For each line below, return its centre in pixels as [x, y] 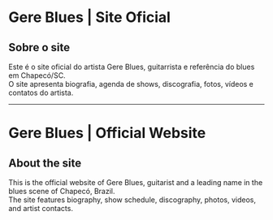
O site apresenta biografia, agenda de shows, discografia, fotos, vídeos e [131, 84]
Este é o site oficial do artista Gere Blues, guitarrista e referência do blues [132, 67]
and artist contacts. [41, 208]
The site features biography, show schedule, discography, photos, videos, [132, 200]
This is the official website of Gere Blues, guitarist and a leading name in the [136, 182]
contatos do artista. [41, 93]
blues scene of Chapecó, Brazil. [62, 191]
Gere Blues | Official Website [107, 133]
